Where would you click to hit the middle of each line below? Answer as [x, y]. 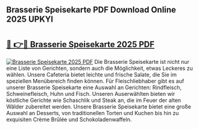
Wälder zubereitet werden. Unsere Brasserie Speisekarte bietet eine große [99, 107]
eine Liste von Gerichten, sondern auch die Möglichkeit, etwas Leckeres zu [99, 68]
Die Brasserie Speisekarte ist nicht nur [142, 62]
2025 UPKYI [30, 20]
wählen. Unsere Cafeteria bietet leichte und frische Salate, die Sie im [91, 74]
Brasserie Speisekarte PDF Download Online [91, 10]
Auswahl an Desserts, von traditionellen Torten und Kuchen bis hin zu [93, 113]
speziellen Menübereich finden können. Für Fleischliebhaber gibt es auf [95, 81]
